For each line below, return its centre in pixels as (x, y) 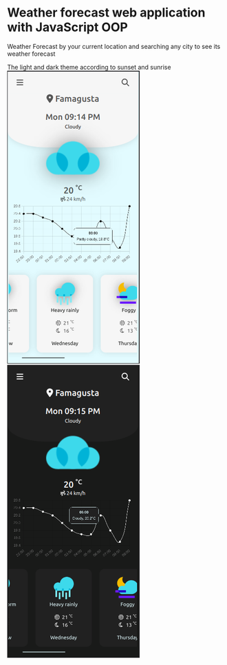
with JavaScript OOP (68, 27)
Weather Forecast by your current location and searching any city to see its (114, 46)
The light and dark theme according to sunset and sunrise (89, 67)
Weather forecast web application (106, 13)
